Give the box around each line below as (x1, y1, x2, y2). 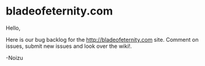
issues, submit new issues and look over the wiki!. (6, 42, 133, 50)
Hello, (6, 24, 21, 31)
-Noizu (6, 54, 23, 61)
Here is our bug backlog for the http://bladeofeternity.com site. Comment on (6, 36, 199, 43)
